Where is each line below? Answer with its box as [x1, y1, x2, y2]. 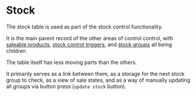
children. [6, 47, 28, 54]
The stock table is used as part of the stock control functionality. [6, 23, 164, 30]
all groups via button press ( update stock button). [6, 82, 127, 89]
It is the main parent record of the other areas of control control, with [6, 34, 174, 41]
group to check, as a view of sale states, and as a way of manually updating [6, 76, 191, 84]
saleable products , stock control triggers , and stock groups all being [6, 41, 172, 48]
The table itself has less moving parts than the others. [6, 59, 137, 66]
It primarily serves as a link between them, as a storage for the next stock [6, 70, 185, 77]
